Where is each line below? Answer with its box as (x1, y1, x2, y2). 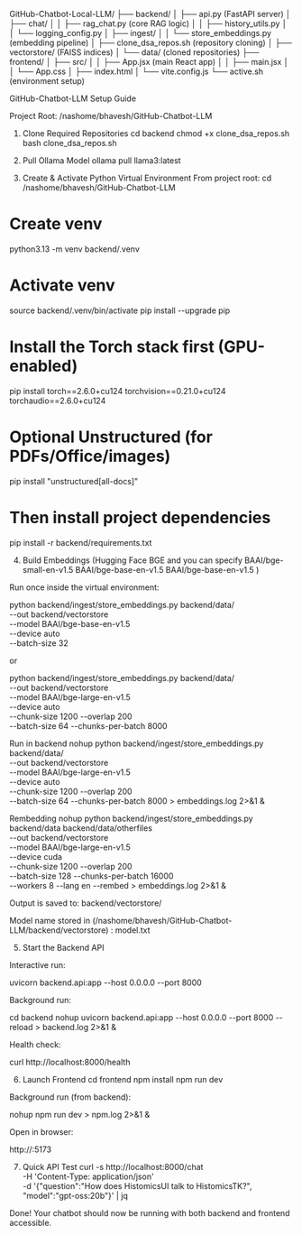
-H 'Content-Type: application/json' (22, 1171, 155, 1182)
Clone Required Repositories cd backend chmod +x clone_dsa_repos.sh (22, 128, 290, 139)
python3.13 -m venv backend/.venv (9, 244, 140, 254)
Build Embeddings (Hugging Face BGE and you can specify (22, 555, 243, 566)
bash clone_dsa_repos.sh (22, 138, 117, 148)
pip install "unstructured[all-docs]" (9, 475, 139, 486)
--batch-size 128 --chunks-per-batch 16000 (9, 871, 174, 881)
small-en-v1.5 (22, 564, 74, 575)
